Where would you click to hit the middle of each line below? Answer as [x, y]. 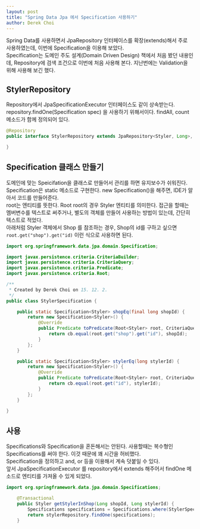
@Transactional [36, 499]
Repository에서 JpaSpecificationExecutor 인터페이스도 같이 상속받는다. [91, 104]
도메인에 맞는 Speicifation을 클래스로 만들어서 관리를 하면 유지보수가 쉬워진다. [97, 182]
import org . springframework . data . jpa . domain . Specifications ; [84, 488]
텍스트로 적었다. [25, 220]
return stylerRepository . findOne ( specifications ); [92, 515]
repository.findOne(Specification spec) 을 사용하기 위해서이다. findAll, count [98, 112]
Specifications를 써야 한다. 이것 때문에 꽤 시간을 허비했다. [74, 454]
